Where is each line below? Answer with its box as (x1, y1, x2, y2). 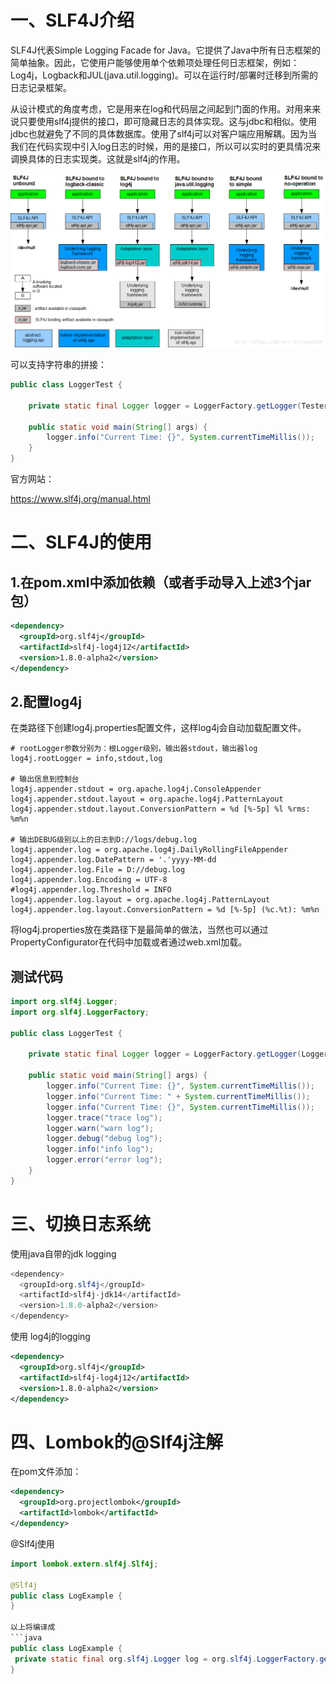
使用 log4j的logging (10, 1331, 91, 1343)
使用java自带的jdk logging (10, 1247, 117, 1260)
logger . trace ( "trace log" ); (46, 1112, 163, 1123)
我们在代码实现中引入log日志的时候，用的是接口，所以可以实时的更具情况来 (10, 140, 322, 152)
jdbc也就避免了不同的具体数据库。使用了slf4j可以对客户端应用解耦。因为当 (10, 127, 318, 140)
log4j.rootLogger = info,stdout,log (10, 754, 163, 764)
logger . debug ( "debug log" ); (46, 1134, 163, 1144)
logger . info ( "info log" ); (46, 1144, 155, 1155)
